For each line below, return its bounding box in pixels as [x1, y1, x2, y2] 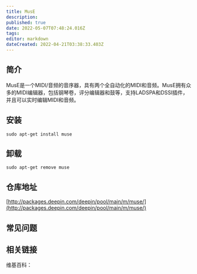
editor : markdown [6, 36, 49, 42]
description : [6, 14, 38, 20]
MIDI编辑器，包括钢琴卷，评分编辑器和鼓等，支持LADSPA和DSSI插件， [16, 89, 188, 96]
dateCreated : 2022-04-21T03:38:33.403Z [6, 42, 104, 48]
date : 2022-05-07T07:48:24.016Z [6, 25, 85, 31]
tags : [6, 31, 19, 37]
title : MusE [6, 8, 35, 15]
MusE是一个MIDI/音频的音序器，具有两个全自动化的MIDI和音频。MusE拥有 [6, 81, 186, 88]
